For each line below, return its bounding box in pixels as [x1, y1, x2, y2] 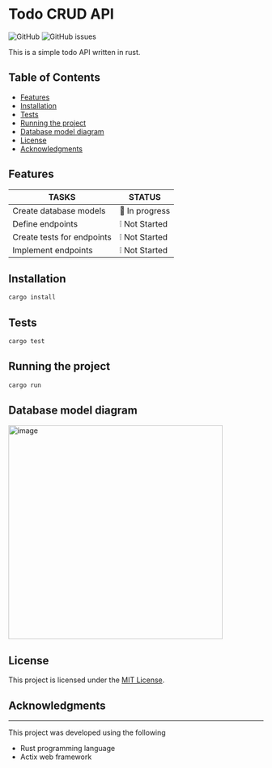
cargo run [8, 381, 42, 389]
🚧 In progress [119, 205, 171, 216]
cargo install [8, 293, 57, 302]
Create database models [12, 205, 106, 216]
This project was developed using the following [8, 728, 166, 737]
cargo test [8, 337, 45, 346]
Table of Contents [8, 70, 101, 85]
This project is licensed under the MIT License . [8, 675, 165, 685]
